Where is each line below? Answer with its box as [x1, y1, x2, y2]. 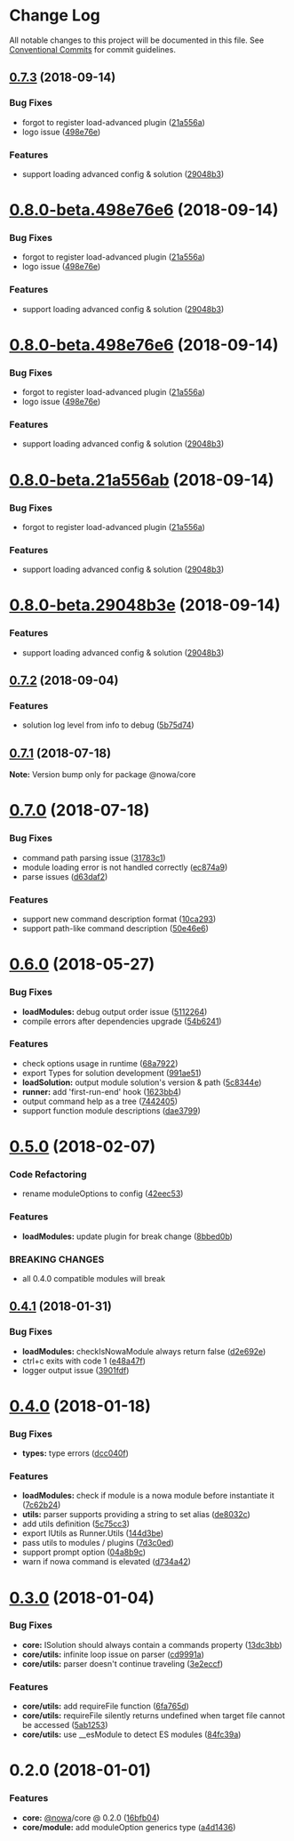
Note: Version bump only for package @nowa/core [9, 769, 196, 780]
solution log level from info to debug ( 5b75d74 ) [21, 720, 195, 730]
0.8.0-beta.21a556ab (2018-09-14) [9, 470, 274, 490]
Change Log [9, 5, 100, 26]
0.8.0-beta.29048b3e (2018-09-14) [9, 595, 282, 615]
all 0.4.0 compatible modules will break [21, 1273, 166, 1283]
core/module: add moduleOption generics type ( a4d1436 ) [21, 1821, 236, 1832]
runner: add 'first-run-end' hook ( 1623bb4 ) [21, 1086, 182, 1097]
